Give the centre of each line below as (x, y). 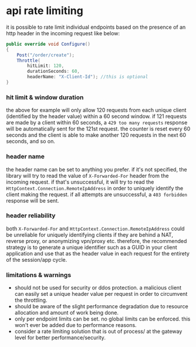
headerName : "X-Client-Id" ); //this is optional (88, 77)
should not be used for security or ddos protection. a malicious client (98, 288)
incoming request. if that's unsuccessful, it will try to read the (80, 182)
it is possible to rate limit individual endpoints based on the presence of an (96, 27)
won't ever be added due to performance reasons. (75, 325)
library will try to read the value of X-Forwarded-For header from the (87, 176)
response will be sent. (33, 200)
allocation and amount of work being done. (67, 313)
